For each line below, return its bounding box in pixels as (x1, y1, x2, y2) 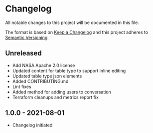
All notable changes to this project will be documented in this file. (5, 19, 140, 25)
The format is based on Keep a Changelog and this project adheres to (5, 29, 149, 35)
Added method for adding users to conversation (12, 88, 111, 95)
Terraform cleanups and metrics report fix (12, 94, 99, 100)
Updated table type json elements (12, 73, 82, 79)
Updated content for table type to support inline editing (12, 67, 126, 73)
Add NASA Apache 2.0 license (12, 62, 75, 68)
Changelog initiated (12, 122, 53, 128)
